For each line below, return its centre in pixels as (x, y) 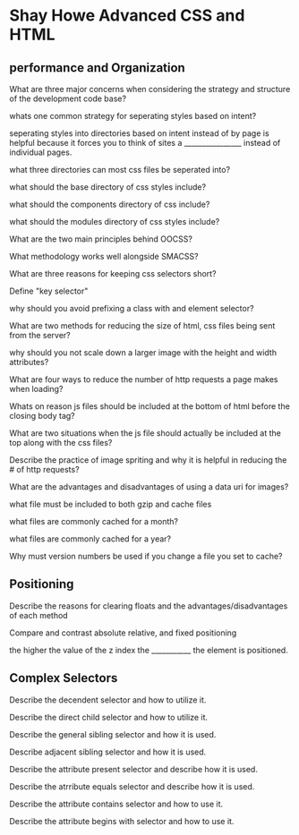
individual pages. (41, 152)
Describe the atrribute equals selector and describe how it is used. (132, 786)
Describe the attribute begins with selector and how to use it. (122, 821)
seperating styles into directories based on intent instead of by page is (140, 133)
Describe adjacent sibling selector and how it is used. (108, 752)
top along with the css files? (61, 443)
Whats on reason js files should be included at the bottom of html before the (150, 406)
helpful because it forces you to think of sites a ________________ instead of (145, 143)
